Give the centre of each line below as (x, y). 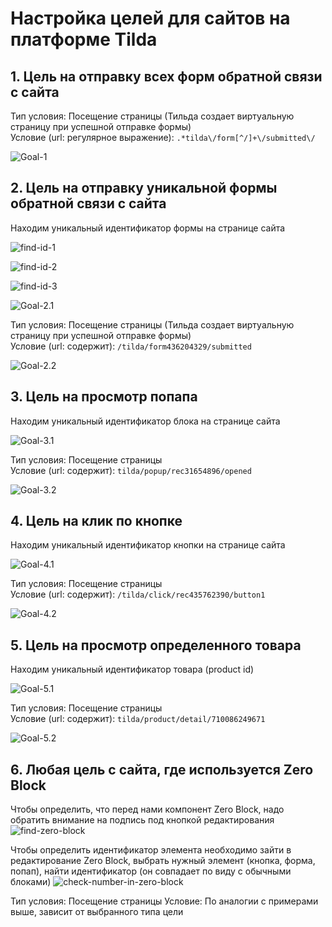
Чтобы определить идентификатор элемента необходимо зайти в (151, 850)
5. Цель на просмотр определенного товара (156, 645)
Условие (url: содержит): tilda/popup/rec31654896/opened (131, 470)
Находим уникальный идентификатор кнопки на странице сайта (148, 545)
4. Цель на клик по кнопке (96, 521)
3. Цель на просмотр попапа (104, 397)
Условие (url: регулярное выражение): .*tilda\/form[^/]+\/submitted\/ (163, 137)
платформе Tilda (84, 39)
